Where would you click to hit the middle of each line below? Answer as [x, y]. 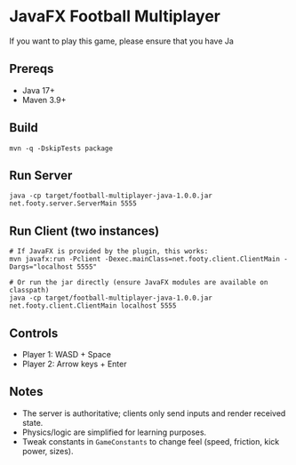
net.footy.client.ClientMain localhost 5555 [93, 306]
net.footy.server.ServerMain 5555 [73, 204]
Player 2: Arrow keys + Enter [74, 364]
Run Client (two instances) [84, 231]
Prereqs [32, 69]
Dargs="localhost [41, 267]
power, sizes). [48, 451]
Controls [34, 333]
